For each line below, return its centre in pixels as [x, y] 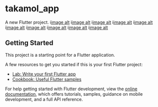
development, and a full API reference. [44, 99]
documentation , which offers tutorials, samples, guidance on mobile [74, 94]
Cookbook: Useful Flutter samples [47, 79]
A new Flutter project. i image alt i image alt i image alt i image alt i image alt [79, 22]
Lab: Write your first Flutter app [44, 74]
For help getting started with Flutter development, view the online [71, 89]
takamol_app [32, 9]
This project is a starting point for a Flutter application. [60, 55]
